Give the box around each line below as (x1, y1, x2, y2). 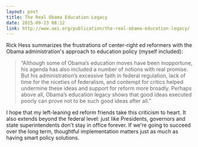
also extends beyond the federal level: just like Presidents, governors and (6, 115, 186, 123)
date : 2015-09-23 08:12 (6, 20, 65, 26)
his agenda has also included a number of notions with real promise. (20, 66, 188, 73)
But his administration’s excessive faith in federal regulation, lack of (20, 72, 186, 79)
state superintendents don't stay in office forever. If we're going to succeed (6, 121, 191, 129)
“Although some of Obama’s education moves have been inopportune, (20, 60, 193, 67)
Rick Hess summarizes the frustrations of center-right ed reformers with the (6, 42, 193, 49)
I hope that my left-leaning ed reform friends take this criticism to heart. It (6, 109, 186, 116)
